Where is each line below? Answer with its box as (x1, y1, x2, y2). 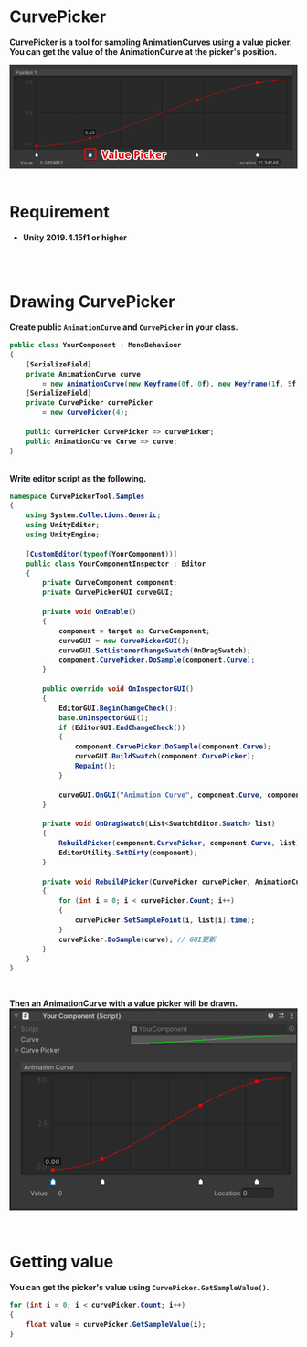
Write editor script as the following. (9, 472, 147, 483)
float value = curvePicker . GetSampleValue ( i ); (26, 1320, 206, 1329)
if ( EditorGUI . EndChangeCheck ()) (58, 723, 185, 732)
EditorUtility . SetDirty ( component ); (58, 848, 198, 857)
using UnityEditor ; (26, 521, 101, 530)
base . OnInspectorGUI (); (58, 713, 149, 723)
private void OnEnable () (42, 608, 137, 617)
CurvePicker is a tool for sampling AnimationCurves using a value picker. (9, 37, 292, 48)
